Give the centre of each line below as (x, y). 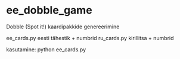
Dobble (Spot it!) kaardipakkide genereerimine (63, 27)
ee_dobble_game (49, 10)
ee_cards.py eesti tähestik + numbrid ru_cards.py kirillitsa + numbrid (90, 38)
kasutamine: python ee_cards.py (46, 49)
